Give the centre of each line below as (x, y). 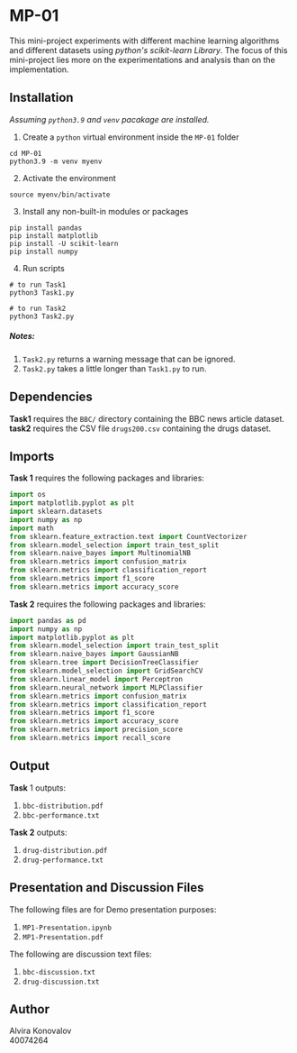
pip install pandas (46, 228)
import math (31, 528)
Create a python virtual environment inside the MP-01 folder (131, 137)
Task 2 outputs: (38, 832)
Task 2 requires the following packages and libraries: (108, 604)
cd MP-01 (26, 153)
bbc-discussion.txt (59, 972)
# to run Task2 (38, 308)
